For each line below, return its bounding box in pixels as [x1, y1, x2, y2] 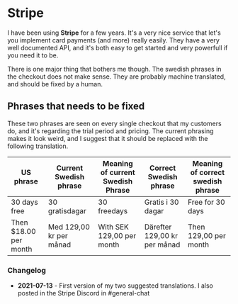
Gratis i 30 [144, 197, 179, 207]
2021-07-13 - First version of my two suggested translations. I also [17, 281, 214, 290]
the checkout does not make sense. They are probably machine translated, [7, 72, 226, 81]
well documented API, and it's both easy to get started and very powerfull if [7, 43, 228, 52]
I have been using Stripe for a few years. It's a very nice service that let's [7, 28, 221, 37]
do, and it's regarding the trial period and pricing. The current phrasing [7, 126, 214, 135]
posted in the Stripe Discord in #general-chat [17, 289, 150, 298]
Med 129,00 [48, 222, 91, 232]
